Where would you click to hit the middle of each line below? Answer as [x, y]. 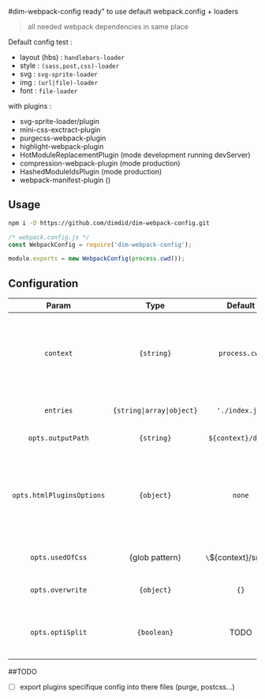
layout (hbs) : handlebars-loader [72, 57]
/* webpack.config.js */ [49, 237]
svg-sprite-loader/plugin [60, 121]
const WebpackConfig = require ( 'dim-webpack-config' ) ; [100, 245]
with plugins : [30, 106]
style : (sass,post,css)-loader [69, 65]
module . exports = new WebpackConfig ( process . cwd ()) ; [97, 259]
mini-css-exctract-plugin [60, 130]
